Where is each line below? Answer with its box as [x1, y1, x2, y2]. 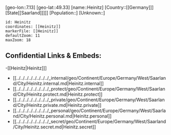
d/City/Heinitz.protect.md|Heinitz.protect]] [12, 91, 103, 97]
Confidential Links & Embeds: [5, 51, 102, 60]
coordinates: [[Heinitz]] [5, 24, 61, 29]
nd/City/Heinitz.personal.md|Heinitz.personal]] [12, 112, 112, 119]
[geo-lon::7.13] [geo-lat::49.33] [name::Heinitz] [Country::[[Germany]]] [5, 5, 154, 10]
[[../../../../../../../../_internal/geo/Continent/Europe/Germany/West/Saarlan [12, 75, 166, 81]
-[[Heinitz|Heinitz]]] [5, 65, 47, 71]
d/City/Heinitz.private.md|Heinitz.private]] [12, 102, 102, 108]
